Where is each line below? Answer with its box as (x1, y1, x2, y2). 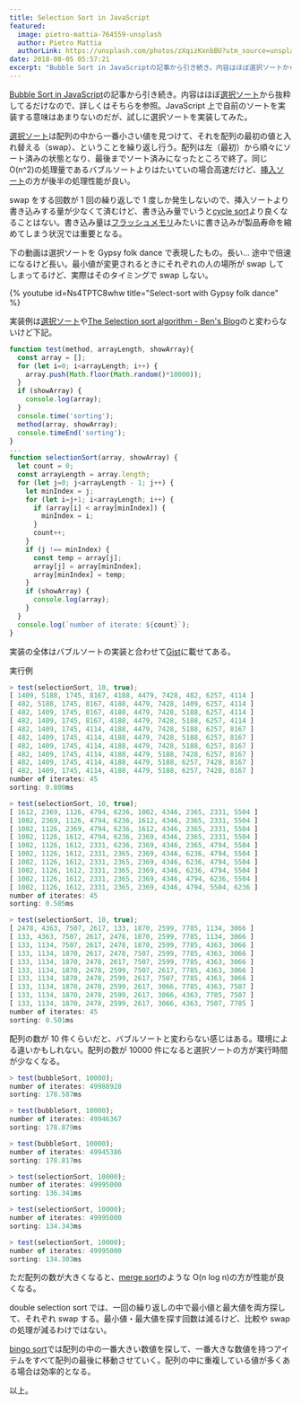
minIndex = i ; (41, 512, 94, 521)
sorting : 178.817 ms (9, 1155, 82, 1165)
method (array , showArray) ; (17, 419, 118, 429)
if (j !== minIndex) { (25, 545, 110, 554)
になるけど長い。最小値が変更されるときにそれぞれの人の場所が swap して (9, 258, 285, 269)
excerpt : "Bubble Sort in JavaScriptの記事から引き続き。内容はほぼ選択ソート (9, 64, 283, 73)
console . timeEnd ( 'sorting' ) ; (17, 428, 126, 437)
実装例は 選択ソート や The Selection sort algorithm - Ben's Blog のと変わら (9, 315, 279, 326)
